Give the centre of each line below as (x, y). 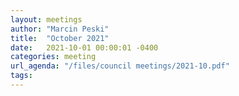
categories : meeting (53, 57)
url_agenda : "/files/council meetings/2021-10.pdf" (120, 66)
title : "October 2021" (60, 38)
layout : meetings (46, 19)
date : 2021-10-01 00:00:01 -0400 (84, 47)
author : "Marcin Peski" (60, 29)
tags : (21, 76)
